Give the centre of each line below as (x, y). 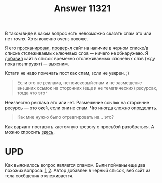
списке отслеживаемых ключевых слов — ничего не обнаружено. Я (77, 53)
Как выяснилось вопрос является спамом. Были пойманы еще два (75, 165)
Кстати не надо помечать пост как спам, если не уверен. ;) (67, 73)
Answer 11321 (82, 9)
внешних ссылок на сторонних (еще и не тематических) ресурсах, (87, 88)
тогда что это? (32, 93)
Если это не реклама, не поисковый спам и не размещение (80, 83)
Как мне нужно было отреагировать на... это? (65, 117)
